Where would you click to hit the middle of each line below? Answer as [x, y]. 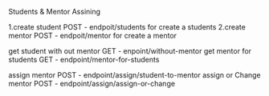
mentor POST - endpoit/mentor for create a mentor [93, 36]
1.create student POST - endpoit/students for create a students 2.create [127, 27]
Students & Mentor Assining [55, 12]
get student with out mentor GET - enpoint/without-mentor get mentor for [130, 51]
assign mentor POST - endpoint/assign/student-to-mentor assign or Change [134, 75]
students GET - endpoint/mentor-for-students [84, 60]
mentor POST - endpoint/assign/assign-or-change [92, 84]
